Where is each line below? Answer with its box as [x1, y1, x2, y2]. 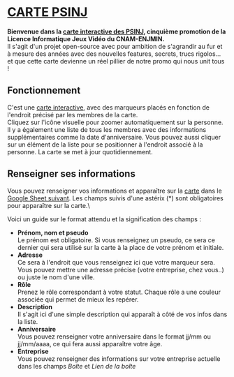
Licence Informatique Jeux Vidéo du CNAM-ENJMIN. [7, 34, 165, 43]
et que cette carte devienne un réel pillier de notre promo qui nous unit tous [7, 57, 225, 65]
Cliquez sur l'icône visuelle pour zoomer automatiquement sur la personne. [7, 118, 224, 126]
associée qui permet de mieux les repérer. [17, 295, 139, 304]
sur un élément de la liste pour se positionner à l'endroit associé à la [7, 140, 203, 149]
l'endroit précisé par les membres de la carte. [7, 110, 138, 119]
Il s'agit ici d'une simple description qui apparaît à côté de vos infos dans [17, 310, 228, 318]
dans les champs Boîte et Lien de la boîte [17, 362, 136, 370]
